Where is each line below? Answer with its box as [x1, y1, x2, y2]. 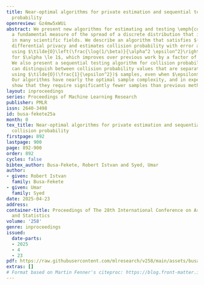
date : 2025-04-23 [6, 195, 50, 202]
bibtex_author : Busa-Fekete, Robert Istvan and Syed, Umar [6, 162, 159, 168]
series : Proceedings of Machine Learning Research [6, 94, 137, 100]
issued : [6, 230, 26, 236]
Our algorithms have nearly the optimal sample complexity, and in [12, 77, 186, 83]
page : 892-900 [6, 144, 42, 151]
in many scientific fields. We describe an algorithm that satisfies [12, 37, 191, 43]
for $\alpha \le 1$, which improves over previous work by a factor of [12, 54, 197, 60]
